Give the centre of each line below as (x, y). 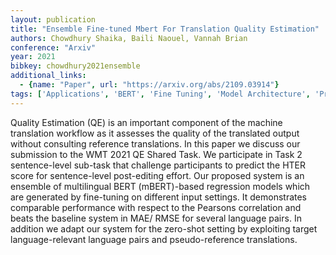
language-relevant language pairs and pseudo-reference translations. (154, 239)
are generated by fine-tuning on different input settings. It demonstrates (159, 197)
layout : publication (53, 19)
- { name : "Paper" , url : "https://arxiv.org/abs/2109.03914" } (149, 85)
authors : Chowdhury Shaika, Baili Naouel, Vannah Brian (129, 38)
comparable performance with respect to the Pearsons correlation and (156, 207)
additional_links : (48, 76)
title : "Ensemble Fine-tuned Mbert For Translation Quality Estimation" (165, 29)
